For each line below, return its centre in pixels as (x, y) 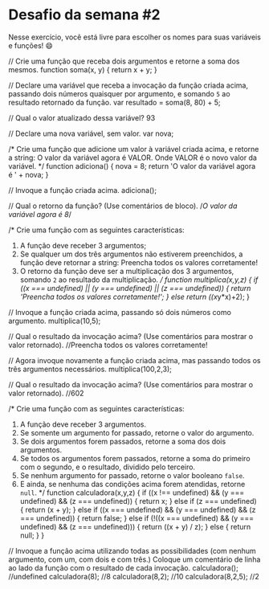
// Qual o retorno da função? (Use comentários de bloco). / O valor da (123, 206)
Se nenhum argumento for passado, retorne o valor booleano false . (132, 475)
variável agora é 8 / (40, 214)
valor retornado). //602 (46, 393)
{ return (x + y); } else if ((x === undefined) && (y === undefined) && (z (138, 509)
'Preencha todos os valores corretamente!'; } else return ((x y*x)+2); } (135, 297)
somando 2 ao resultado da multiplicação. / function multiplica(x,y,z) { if (139, 280)
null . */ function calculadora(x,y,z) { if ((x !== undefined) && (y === (132, 493)
